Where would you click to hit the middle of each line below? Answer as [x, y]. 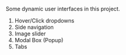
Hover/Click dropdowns [44, 20]
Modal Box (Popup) [39, 40]
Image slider [30, 34]
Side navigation [34, 27]
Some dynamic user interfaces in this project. [63, 9]
